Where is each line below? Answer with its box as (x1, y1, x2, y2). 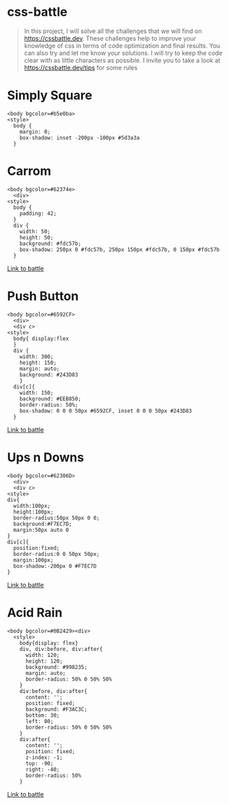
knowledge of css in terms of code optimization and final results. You (23, 41, 221, 50)
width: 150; (19, 389, 54, 396)
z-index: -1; (25, 754, 63, 761)
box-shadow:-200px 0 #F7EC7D (13, 562, 97, 570)
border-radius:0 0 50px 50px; (13, 550, 100, 557)
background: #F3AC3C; (25, 706, 88, 713)
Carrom (7, 163, 52, 179)
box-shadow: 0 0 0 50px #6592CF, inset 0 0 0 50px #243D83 (19, 407, 193, 414)
